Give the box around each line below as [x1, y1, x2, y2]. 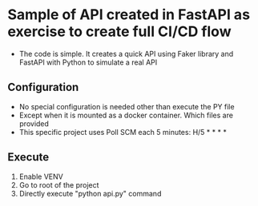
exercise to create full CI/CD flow [7, 22, 232, 41]
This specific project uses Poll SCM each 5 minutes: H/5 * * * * [18, 127, 228, 137]
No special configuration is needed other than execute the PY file [18, 101, 235, 111]
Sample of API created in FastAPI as [7, 6, 250, 24]
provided [18, 118, 50, 129]
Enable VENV [18, 172, 63, 181]
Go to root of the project [18, 180, 99, 189]
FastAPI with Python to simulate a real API [18, 57, 158, 67]
